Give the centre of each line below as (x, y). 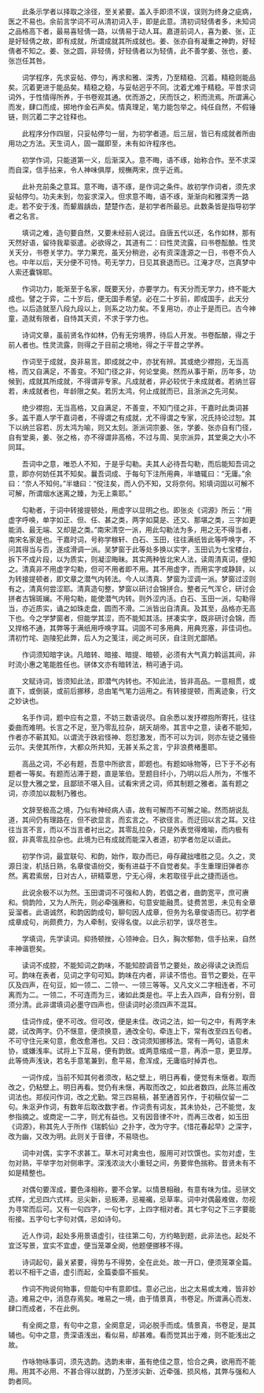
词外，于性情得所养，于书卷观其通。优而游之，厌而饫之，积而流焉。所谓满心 (132, 97)
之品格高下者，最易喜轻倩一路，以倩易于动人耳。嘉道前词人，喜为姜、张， (128, 31)
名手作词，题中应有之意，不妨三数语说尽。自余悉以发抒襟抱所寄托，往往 (139, 717)
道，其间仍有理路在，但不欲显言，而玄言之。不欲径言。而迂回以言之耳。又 (128, 820)
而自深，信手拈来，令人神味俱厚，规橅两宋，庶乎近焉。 (97, 170)
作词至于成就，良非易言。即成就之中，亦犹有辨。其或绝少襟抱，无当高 (135, 361)
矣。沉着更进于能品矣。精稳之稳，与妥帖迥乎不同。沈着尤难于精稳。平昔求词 (132, 87)
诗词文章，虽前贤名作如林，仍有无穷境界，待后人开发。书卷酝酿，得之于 (139, 335)
